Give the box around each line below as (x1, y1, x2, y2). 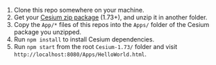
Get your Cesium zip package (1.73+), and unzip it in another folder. (13, 13, 208, 21)
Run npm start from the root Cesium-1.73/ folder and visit (13, 43, 178, 50)
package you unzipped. (13, 28, 82, 36)
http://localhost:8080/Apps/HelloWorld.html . (13, 50, 147, 58)
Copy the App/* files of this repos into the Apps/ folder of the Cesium (13, 21, 210, 28)
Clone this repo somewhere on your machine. (13, 6, 144, 14)
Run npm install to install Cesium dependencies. (13, 35, 155, 44)
